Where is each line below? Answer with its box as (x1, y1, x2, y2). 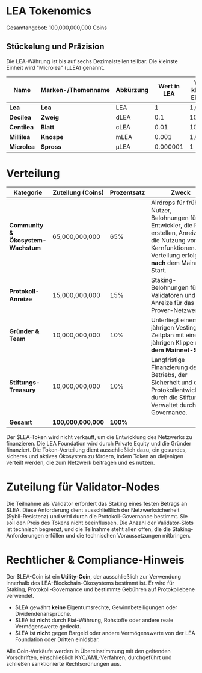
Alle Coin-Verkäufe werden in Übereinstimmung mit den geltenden (6, 647, 171, 654)
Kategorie (13, 188, 43, 197)
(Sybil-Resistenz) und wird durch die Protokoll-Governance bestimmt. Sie (6, 512, 188, 520)
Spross (40, 143, 62, 151)
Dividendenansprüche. (14, 610, 72, 617)
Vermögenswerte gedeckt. (14, 622, 81, 630)
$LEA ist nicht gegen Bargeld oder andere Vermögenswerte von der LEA (14, 629, 195, 636)
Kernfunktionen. (151, 244, 197, 252)
